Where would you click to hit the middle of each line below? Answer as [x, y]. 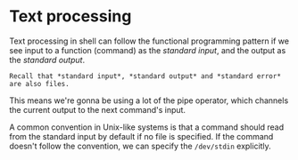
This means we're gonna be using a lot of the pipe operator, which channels [149, 100]
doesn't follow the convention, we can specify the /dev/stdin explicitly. [141, 146]
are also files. [39, 84]
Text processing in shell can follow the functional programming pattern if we [149, 41]
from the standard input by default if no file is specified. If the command [141, 136]
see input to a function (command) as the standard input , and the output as [148, 50]
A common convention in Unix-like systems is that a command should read [147, 127]
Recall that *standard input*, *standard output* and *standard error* [145, 76]
